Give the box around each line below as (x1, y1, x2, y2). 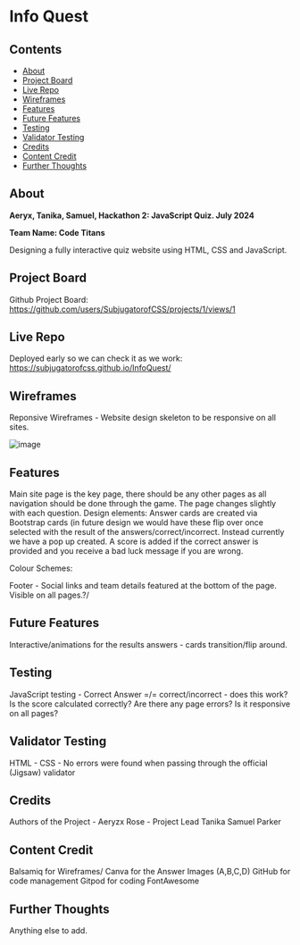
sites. (9, 422, 29, 432)
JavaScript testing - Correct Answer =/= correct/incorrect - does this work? (9, 689, 288, 699)
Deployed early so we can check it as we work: (9, 353, 183, 364)
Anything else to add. (9, 924, 87, 935)
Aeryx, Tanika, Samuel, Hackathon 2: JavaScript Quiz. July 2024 (9, 210, 254, 221)
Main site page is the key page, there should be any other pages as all (9, 489, 267, 499)
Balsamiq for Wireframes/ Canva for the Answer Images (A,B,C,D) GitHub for (9, 866, 291, 877)
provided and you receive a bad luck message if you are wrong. (9, 546, 244, 556)
